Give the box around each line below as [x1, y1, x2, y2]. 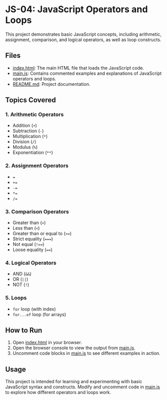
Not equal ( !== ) [12, 241, 45, 248]
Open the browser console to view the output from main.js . [12, 345, 136, 351]
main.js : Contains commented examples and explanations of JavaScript [12, 70, 162, 76]
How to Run [5, 326, 43, 335]
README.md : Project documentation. [12, 81, 91, 87]
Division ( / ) [12, 139, 36, 145]
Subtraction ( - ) [12, 128, 44, 134]
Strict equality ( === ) [12, 236, 53, 242]
